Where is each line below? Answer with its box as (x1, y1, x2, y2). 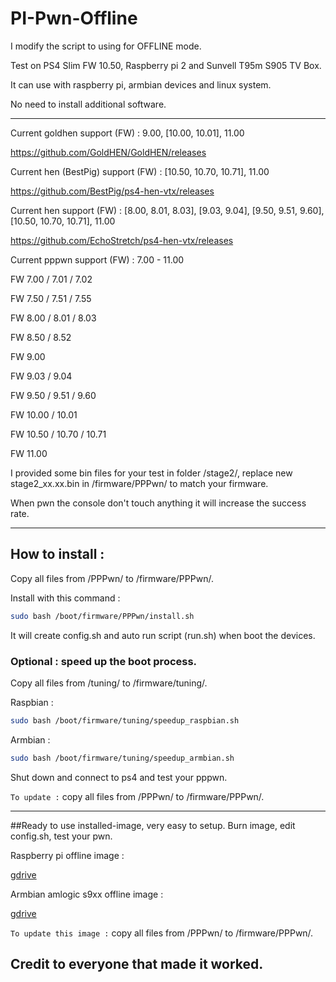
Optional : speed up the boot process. (10, 654, 198, 668)
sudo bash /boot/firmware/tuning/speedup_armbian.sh (10, 753, 235, 763)
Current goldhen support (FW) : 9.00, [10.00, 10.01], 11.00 (10, 127, 245, 139)
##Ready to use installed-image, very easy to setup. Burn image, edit (10, 819, 296, 831)
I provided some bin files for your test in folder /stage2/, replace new (10, 467, 293, 479)
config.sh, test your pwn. (10, 830, 113, 842)
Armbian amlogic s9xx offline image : (10, 888, 164, 900)
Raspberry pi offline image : (10, 849, 125, 861)
